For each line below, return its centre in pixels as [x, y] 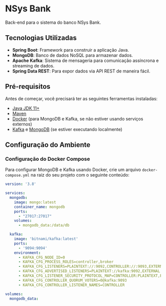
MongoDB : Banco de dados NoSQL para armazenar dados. [73, 55]
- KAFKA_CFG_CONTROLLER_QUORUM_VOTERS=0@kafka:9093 [72, 280]
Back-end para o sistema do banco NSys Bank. [53, 22]
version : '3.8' [21, 184]
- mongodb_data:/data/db [44, 225]
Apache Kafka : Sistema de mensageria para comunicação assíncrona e [85, 61]
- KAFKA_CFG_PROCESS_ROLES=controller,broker [66, 262]
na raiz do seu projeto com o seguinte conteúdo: [80, 175]
